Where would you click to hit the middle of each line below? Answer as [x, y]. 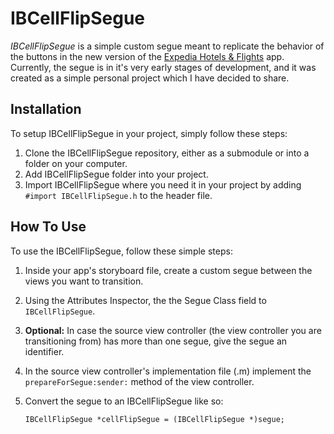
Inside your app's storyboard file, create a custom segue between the [168, 270]
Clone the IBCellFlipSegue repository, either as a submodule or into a [167, 153]
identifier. [44, 351]
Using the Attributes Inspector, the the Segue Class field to [145, 300]
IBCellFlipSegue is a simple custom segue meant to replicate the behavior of [167, 46]
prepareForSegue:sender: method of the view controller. [139, 381]
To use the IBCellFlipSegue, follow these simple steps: [121, 251]
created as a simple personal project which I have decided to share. [150, 78]
